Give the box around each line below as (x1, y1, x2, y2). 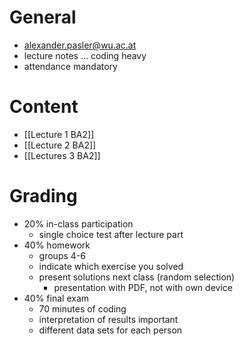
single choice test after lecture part (38, 228, 184, 240)
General (9, 6, 77, 29)
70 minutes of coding (38, 302, 127, 315)
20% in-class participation (23, 217, 134, 230)
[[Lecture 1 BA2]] (23, 128, 95, 140)
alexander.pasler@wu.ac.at (23, 39, 137, 51)
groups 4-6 (38, 249, 86, 261)
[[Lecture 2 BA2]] (23, 139, 97, 151)
